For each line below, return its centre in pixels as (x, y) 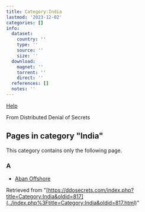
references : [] (30, 84)
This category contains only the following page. (64, 150)
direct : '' (30, 78)
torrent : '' (31, 72)
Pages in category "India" (55, 136)
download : (23, 61)
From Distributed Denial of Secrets (48, 117)
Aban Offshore (33, 178)
